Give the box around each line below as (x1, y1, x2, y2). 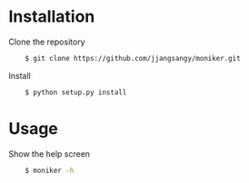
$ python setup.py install (25, 88, 127, 97)
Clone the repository (8, 36, 85, 47)
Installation (8, 6, 95, 27)
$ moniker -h (25, 166, 75, 175)
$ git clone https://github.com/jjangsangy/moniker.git (25, 53, 242, 63)
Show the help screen (8, 148, 91, 159)
